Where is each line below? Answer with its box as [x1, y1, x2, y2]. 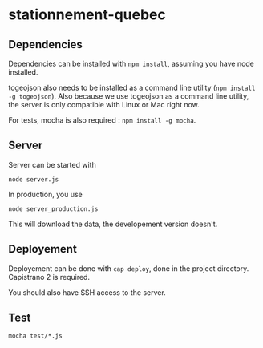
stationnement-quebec [8, 6, 167, 24]
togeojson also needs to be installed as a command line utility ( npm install [8, 83, 256, 92]
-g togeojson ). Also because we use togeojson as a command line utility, [8, 91, 249, 101]
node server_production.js [8, 204, 99, 213]
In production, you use [8, 189, 83, 199]
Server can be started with [8, 160, 96, 169]
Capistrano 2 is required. [8, 272, 91, 281]
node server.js [8, 175, 59, 184]
